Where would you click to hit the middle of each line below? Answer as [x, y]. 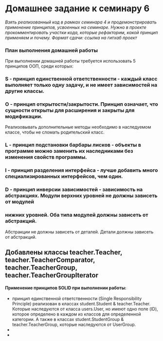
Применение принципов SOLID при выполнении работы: [66, 288]
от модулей [19, 202]
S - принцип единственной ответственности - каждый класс [81, 79]
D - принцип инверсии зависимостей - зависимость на [74, 190]
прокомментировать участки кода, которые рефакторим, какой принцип [81, 32]
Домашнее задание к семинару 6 [77, 9]
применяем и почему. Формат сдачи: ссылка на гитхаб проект [71, 38]
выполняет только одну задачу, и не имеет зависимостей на [81, 85]
